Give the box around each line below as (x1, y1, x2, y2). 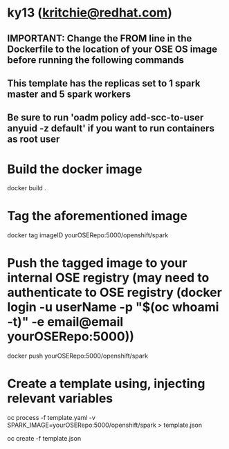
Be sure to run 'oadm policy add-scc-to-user (7, 112, 204, 124)
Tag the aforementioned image (7, 208, 188, 224)
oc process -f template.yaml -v (7, 414, 95, 422)
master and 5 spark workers (7, 88, 131, 100)
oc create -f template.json (7, 434, 82, 443)
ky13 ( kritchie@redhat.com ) (7, 5, 173, 21)
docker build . (7, 184, 46, 192)
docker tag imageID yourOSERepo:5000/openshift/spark (7, 231, 169, 239)
